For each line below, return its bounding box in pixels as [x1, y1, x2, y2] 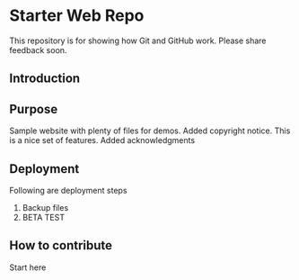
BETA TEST [22, 212, 66, 222]
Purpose [9, 101, 58, 117]
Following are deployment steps [9, 185, 128, 195]
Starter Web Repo [9, 5, 145, 26]
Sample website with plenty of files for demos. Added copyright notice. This [9, 125, 291, 136]
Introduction [9, 71, 81, 86]
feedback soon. [9, 44, 67, 55]
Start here [9, 262, 47, 273]
